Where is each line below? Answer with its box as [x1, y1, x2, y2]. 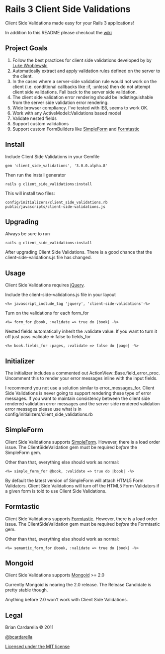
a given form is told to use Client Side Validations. [5, 488, 107, 494]
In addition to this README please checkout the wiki [5, 29, 112, 35]
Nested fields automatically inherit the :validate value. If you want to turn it [5, 328, 158, 334]
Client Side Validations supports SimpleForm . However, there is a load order [5, 439, 161, 445]
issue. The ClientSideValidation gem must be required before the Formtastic [5, 521, 160, 527]
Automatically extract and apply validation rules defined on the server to [12, 68, 161, 74]
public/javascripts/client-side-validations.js [5, 204, 106, 209]
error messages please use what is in [5, 406, 82, 412]
